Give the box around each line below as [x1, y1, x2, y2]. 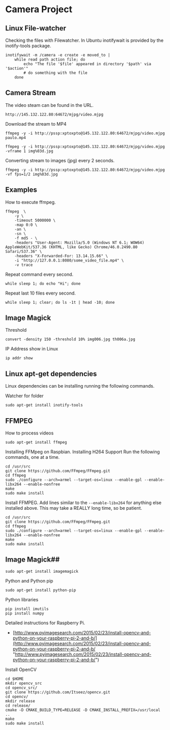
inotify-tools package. [5, 43, 51, 49]
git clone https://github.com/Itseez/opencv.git [5, 689, 110, 695]
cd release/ [5, 703, 31, 708]
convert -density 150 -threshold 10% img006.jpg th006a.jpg [5, 337, 136, 342]
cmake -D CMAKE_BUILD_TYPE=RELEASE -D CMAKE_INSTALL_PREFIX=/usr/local [5, 707, 160, 713]
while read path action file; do [14, 57, 86, 62]
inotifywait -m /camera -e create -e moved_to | [5, 52, 110, 57]
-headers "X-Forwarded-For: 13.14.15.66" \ [14, 253, 108, 258]
